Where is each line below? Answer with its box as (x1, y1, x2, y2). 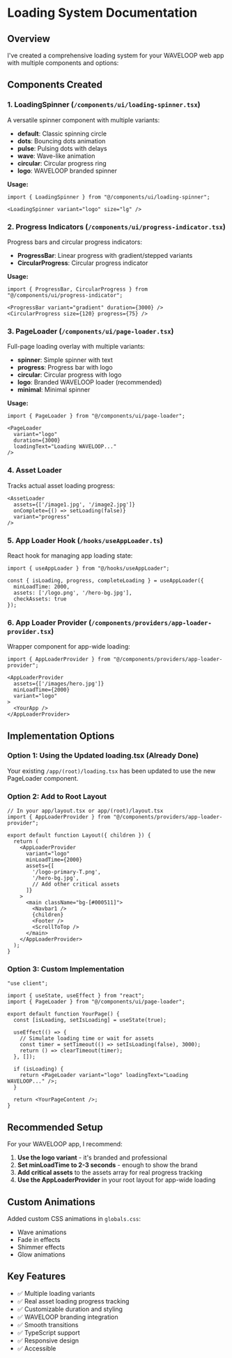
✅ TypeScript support (17, 1328, 80, 1336)
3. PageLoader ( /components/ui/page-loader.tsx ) (7, 326, 174, 336)
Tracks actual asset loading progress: (7, 481, 115, 490)
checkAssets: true (13, 595, 68, 602)
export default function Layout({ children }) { (7, 832, 151, 839)
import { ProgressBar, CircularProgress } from (7, 285, 148, 293)
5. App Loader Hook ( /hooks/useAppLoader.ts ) (7, 535, 164, 545)
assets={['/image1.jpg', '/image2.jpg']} (13, 501, 136, 508)
